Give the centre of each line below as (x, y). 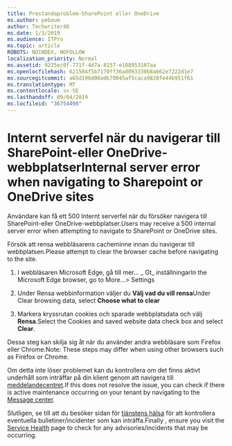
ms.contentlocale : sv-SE (43, 91)
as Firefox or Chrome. (38, 357)
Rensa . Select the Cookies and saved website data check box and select (120, 321)
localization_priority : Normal (52, 59)
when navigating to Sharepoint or (105, 182)
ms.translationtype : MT (42, 84)
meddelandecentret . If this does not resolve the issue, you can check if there (116, 384)
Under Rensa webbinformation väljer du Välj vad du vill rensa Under (114, 293)
